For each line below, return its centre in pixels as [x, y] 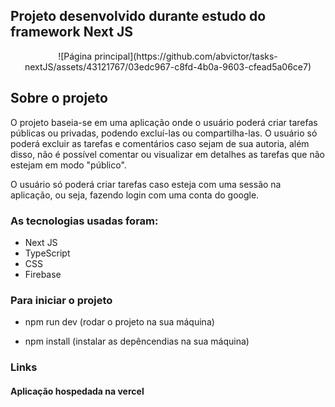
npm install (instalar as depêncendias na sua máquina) [137, 341]
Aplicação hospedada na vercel [77, 391]
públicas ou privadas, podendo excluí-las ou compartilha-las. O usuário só [164, 133]
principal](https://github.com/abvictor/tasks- [186, 56]
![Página [75, 56]
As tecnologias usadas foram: [84, 221]
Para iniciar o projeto [61, 300]
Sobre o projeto [59, 98]
